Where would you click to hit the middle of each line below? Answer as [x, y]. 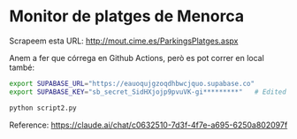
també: [22, 67]
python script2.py [43, 108]
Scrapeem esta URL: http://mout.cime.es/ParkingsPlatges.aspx [124, 41]
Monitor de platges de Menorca [127, 16]
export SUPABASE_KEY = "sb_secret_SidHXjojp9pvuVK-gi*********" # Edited [148, 92]
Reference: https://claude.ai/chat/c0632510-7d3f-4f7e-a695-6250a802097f [148, 125]
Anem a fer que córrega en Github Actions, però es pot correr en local [137, 58]
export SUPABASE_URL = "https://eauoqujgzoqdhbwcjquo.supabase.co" [132, 83]
